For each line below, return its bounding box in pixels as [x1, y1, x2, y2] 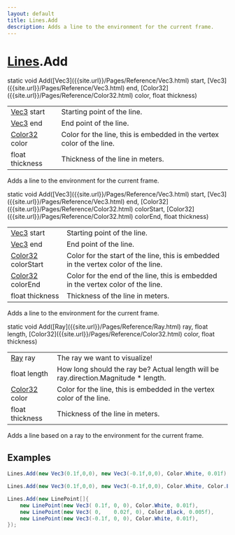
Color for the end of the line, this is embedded [66, 271, 218, 280]
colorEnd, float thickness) [134, 213, 209, 221]
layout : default [7, 10, 55, 17]
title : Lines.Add [7, 17, 58, 24]
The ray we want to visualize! [57, 353, 152, 363]
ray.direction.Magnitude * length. [57, 373, 166, 383]
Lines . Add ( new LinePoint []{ [7, 495, 90, 502]
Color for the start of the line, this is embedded [66, 251, 220, 261]
